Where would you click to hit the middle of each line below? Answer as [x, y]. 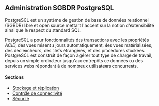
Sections [14, 77]
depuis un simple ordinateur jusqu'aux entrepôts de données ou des [74, 60]
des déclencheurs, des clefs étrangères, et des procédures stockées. [75, 50]
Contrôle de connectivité [37, 93]
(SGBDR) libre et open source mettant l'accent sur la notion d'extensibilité [79, 25]
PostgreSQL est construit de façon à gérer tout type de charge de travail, [79, 55]
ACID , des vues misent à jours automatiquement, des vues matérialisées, [79, 45]
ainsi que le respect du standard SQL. [43, 30]
